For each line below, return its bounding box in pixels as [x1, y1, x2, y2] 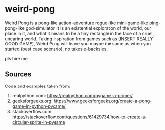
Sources [5, 70, 32, 79]
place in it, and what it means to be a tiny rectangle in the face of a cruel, [5, 30, 154, 36]
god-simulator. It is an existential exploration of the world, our [25, 25, 151, 31]
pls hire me [5, 55, 28, 61]
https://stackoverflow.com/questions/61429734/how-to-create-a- [12, 114, 147, 120]
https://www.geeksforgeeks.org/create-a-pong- [54, 98, 152, 104]
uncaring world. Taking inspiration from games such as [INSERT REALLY [5, 36, 153, 42]
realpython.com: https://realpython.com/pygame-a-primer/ [12, 92, 133, 98]
